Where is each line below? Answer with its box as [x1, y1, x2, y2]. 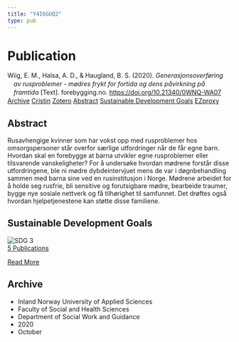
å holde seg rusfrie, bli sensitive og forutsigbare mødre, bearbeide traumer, [7, 181, 228, 190]
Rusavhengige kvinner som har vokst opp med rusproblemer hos [7, 136, 198, 145]
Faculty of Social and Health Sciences [17, 304, 129, 313]
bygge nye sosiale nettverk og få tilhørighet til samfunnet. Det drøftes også [7, 189, 227, 197]
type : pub [7, 17, 37, 24]
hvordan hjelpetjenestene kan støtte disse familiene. [7, 197, 160, 205]
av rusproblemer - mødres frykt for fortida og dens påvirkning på [14, 80, 206, 88]
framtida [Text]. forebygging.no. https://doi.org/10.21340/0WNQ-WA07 [14, 88, 222, 97]
